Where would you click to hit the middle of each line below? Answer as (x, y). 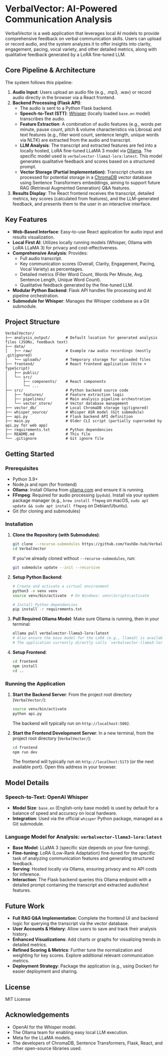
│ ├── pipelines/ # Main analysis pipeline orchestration (78, 399)
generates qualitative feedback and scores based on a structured (87, 161)
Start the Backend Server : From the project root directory (72, 694)
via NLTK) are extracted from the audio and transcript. (75, 140)
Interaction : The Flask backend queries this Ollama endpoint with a (82, 880)
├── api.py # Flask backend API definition (69, 417)
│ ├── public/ (22, 373)
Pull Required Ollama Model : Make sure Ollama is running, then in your (85, 619)
